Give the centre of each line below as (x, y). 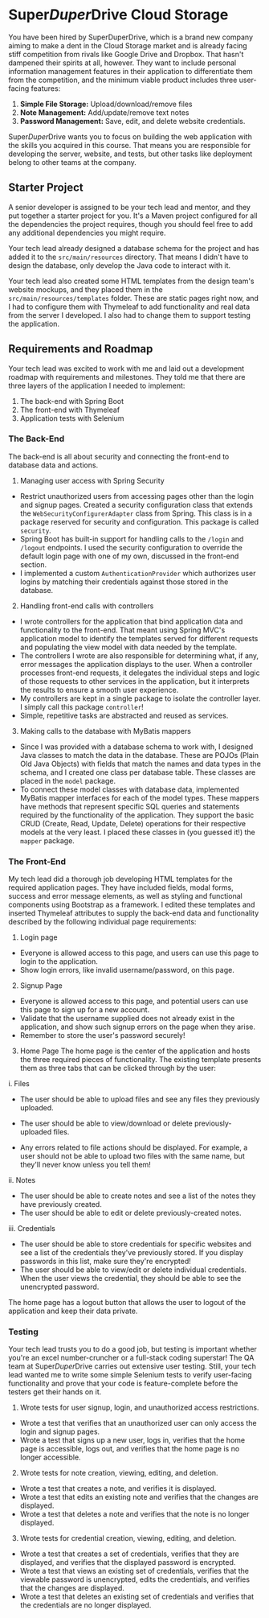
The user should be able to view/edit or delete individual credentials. (133, 1270)
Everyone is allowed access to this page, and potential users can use (134, 1001)
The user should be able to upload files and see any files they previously (140, 1099)
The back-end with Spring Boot (72, 401)
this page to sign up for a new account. (85, 1010)
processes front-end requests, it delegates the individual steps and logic (140, 673)
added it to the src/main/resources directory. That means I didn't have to (128, 257)
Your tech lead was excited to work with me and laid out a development (126, 368)
